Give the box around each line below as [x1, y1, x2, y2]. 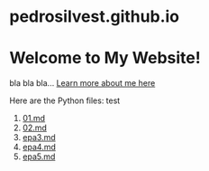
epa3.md [22, 132, 56, 143]
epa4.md [22, 142, 56, 153]
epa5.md [22, 151, 56, 162]
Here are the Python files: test [9, 95, 121, 106]
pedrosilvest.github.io [9, 6, 180, 27]
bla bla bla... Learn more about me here [9, 78, 156, 89]
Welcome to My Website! [9, 48, 201, 69]
